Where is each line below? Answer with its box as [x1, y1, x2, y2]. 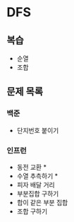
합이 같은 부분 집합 [16, 198, 68, 206]
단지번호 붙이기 [16, 126, 59, 134]
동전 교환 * [16, 163, 47, 171]
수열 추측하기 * [16, 171, 58, 180]
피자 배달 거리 [16, 180, 55, 189]
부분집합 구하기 [16, 189, 59, 198]
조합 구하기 [16, 206, 48, 216]
